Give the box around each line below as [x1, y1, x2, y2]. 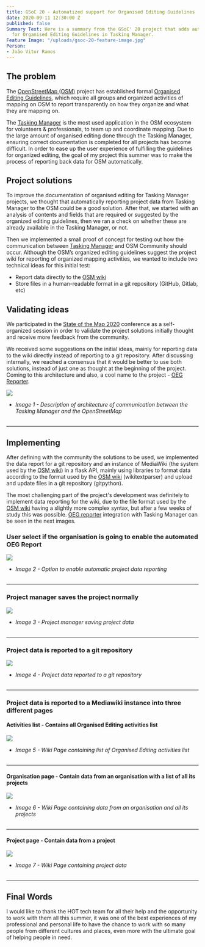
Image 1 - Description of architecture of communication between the [15, 401, 188, 408]
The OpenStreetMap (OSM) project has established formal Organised [6, 87, 181, 95]
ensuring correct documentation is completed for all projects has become [6, 138, 192, 145]
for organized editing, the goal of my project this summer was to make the [6, 151, 192, 159]
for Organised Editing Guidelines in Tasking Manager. [12, 32, 154, 38]
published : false [6, 20, 51, 26]
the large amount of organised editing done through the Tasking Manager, [6, 132, 192, 139]
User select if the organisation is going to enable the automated [6, 532, 198, 541]
